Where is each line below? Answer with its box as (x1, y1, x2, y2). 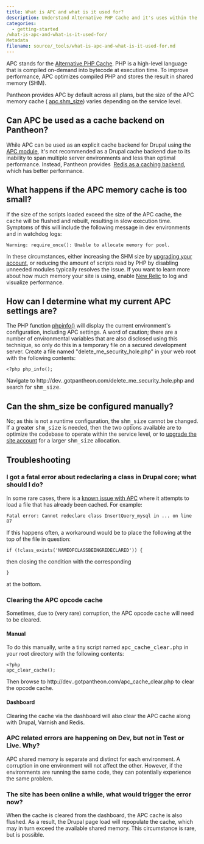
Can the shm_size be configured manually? (6, 401, 174, 411)
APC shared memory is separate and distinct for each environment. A (6, 755, 181, 763)
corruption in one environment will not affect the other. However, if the (6, 761, 183, 769)
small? (6, 194, 32, 205)
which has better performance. (6, 167, 84, 174)
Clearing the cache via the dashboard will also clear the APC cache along (6, 712, 191, 719)
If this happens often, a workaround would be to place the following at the (6, 529, 192, 536)
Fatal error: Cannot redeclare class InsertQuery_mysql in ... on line (6, 513, 192, 519)
